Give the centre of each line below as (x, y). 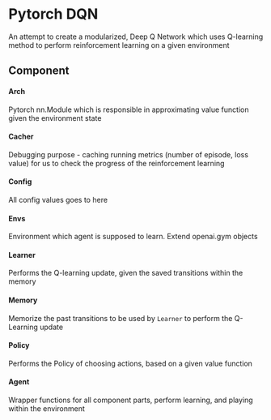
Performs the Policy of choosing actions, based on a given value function (131, 363)
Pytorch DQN (53, 14)
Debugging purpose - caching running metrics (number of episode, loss (129, 154)
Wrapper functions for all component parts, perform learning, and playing (131, 400)
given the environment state (55, 118)
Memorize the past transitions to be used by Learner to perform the (121, 318)
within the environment (47, 408)
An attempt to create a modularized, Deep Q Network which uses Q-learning (136, 36)
